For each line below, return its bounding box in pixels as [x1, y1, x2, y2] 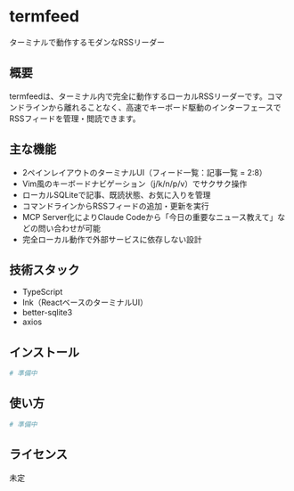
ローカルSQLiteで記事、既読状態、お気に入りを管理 [21, 189, 211, 200]
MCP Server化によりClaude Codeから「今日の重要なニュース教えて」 [21, 211, 278, 222]
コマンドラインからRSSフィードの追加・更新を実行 [21, 200, 209, 211]
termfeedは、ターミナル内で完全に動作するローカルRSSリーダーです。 [9, 91, 267, 102]
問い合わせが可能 [37, 223, 101, 233]
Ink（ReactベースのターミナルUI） [21, 297, 149, 308]
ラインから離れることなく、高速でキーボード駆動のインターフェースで [24, 102, 282, 112]
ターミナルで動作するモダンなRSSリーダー [9, 37, 165, 47]
